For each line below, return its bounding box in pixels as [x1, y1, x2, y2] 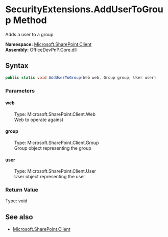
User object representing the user [14, 174, 85, 180]
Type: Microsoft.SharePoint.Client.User [14, 168, 96, 174]
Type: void [5, 198, 28, 204]
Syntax [5, 61, 29, 70]
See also [5, 212, 33, 221]
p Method [5, 14, 47, 26]
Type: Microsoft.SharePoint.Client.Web [14, 111, 96, 117]
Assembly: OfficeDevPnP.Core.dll [5, 46, 77, 53]
